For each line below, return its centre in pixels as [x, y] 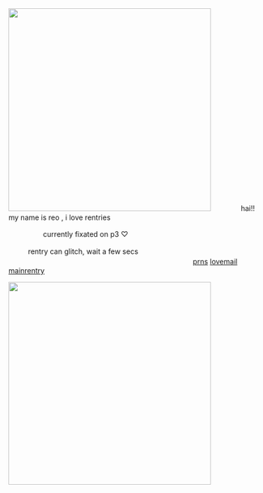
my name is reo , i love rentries [59, 217]
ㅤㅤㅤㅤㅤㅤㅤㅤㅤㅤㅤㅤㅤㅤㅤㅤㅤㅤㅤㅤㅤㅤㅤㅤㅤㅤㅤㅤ [100, 262]
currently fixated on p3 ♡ [86, 234]
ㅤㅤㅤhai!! [238, 208]
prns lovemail [215, 262]
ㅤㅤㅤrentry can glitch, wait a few [65, 251]
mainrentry [27, 270]
